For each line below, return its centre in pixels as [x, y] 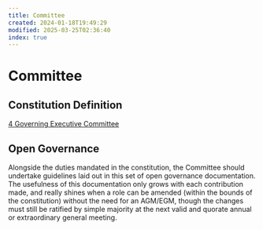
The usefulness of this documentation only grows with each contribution [126, 184]
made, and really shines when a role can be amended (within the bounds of [131, 192]
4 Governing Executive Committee [64, 124]
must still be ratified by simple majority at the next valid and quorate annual [130, 210]
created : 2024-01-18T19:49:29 [58, 23]
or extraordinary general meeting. [63, 217]
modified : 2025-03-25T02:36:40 [59, 30]
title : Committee [37, 15]
